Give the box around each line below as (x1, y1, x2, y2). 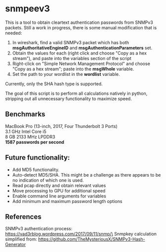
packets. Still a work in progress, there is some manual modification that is (5, 24, 157, 30)
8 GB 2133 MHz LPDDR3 (5, 133, 55, 139)
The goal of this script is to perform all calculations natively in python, (5, 90, 148, 96)
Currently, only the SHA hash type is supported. (5, 80, 103, 87)
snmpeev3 (5, 3, 51, 14)
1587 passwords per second (5, 139, 64, 145)
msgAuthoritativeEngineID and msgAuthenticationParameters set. (12, 45, 153, 51)
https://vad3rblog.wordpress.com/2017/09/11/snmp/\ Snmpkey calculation (5, 231, 157, 237)
